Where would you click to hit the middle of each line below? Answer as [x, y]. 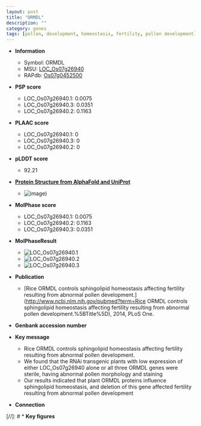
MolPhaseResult [36, 241]
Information [30, 51]
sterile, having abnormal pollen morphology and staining [93, 374]
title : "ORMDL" [25, 17]
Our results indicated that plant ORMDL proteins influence [95, 381]
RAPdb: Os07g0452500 [53, 75]
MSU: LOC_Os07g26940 [54, 69]
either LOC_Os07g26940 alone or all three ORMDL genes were [101, 368]
